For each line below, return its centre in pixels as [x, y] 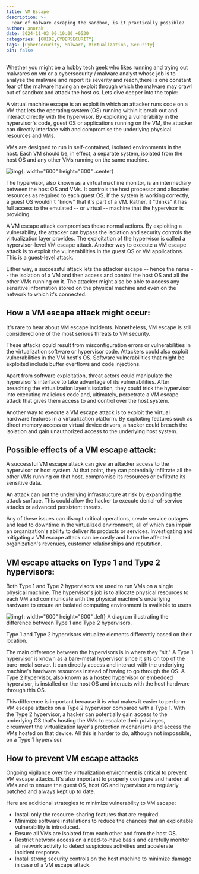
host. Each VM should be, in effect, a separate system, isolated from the [94, 153]
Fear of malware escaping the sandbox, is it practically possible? [98, 23]
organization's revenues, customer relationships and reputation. [84, 544]
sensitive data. [24, 483]
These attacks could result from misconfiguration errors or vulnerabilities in [99, 345]
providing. [18, 214]
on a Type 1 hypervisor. [35, 740]
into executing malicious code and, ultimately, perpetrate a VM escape [92, 394]
